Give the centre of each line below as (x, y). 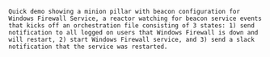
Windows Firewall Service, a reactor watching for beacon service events (135, 18)
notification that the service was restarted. (88, 47)
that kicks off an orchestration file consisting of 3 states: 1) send (131, 26)
